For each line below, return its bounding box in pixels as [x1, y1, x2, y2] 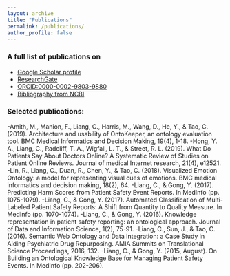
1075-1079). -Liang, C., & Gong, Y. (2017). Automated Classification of [7, 195, 205, 204]
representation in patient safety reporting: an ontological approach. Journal [7, 217, 221, 226]
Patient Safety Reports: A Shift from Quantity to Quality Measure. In [31, 202, 222, 211]
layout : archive [7, 10, 54, 17]
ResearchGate [17, 75, 58, 83]
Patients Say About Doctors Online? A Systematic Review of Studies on [7, 151, 209, 160]
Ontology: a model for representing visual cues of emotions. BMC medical [7, 173, 217, 182]
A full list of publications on [7, 52, 101, 62]
